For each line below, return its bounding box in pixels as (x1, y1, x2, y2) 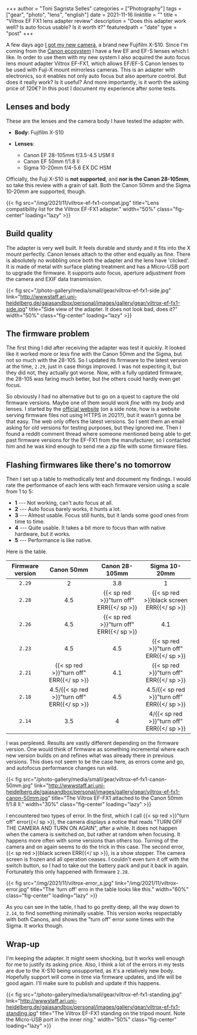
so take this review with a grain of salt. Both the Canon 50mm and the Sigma (6, 181, 191, 188)
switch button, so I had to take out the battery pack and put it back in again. (6, 862, 189, 869)
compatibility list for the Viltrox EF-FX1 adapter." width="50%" (6, 205, 156, 212)
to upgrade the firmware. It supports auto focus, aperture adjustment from (6, 269, 186, 276)
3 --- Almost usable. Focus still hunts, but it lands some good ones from (14, 512, 189, 519)
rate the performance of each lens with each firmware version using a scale (6, 482, 189, 489)
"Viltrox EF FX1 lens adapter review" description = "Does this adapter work (6, 18, 186, 24)
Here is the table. (6, 548, 48, 555)
